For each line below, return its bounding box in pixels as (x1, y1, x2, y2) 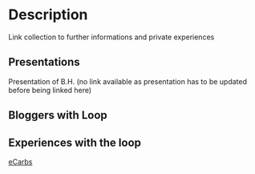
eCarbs (8, 156, 33, 166)
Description (8, 6, 88, 24)
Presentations (8, 55, 80, 69)
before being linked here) (8, 85, 92, 95)
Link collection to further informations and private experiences (8, 32, 215, 42)
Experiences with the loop (8, 136, 142, 149)
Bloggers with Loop (8, 108, 107, 122)
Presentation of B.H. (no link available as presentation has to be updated (8, 76, 247, 86)
